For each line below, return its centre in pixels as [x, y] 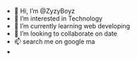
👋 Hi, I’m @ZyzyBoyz [44, 11]
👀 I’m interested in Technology [58, 18]
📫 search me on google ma [54, 41]
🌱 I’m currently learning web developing [72, 26]
